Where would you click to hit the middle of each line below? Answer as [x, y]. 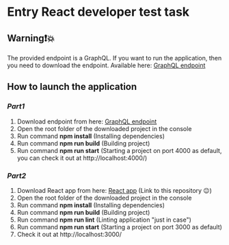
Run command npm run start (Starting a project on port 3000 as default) [119, 226]
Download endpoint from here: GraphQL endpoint [87, 121]
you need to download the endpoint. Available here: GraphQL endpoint [106, 65]
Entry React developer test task [98, 12]
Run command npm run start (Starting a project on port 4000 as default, [119, 150]
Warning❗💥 [31, 38]
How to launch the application [72, 87]
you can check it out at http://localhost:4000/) [82, 158]
